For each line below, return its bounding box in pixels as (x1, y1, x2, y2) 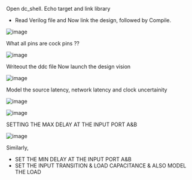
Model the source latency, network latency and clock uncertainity (6, 86, 167, 93)
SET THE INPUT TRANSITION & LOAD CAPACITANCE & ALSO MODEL (14, 162, 187, 169)
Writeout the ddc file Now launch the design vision (6, 63, 131, 70)
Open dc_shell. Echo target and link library (6, 5, 111, 12)
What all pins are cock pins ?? (6, 40, 80, 47)
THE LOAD (14, 169, 42, 175)
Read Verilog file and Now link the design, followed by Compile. (14, 17, 172, 23)
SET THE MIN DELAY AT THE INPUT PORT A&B (14, 155, 132, 163)
